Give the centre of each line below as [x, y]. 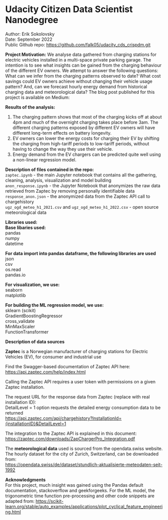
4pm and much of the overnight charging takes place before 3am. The [85, 122]
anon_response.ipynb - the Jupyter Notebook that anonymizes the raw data [83, 186]
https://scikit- [50, 501]
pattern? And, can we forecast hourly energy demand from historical [76, 86]
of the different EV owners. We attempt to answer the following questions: [82, 70]
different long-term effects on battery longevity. [62, 133]
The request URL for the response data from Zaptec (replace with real [77, 396]
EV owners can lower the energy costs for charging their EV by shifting [86, 138]
